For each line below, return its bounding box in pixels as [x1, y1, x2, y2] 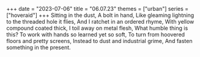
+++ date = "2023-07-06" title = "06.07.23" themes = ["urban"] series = [6, 5, 189, 12]
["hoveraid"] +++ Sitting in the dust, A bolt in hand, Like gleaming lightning [6, 12, 194, 19]
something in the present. [6, 44, 72, 51]
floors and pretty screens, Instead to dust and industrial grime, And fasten [6, 38, 193, 44]
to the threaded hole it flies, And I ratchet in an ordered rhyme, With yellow [6, 18, 194, 25]
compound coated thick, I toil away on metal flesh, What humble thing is [6, 24, 188, 32]
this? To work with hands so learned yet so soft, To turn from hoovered [6, 31, 185, 38]
